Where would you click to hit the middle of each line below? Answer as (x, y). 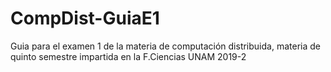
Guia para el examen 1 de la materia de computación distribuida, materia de (165, 46)
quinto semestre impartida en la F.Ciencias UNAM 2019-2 (128, 56)
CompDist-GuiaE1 (85, 18)
